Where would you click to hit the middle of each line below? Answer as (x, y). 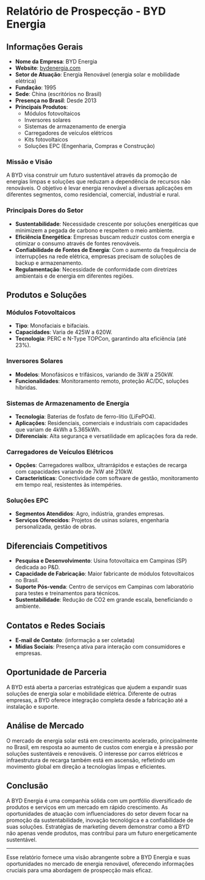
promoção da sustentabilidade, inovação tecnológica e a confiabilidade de (100, 820)
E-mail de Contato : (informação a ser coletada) (75, 640)
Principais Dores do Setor (45, 210)
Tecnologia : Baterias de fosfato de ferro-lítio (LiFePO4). (85, 416)
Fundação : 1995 (36, 87)
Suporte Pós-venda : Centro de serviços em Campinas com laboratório (104, 587)
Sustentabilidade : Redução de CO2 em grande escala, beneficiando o (104, 600)
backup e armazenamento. (49, 263)
